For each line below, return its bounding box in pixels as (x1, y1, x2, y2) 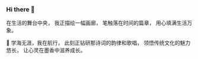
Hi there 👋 (6, 5, 36, 14)
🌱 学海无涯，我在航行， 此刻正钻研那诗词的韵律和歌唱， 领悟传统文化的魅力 (6, 40, 191, 47)
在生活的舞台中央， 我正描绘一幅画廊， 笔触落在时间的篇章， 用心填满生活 (6, 19, 187, 27)
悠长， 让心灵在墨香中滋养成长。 (6, 47, 86, 54)
